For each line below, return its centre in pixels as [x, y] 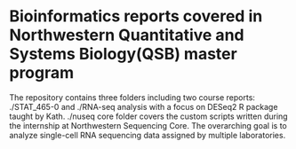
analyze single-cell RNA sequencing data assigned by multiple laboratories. [148, 135]
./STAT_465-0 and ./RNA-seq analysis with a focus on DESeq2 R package [144, 106]
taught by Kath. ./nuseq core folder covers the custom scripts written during [148, 116]
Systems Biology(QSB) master [123, 54]
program [42, 73]
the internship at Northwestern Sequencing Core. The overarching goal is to [148, 125]
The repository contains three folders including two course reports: [132, 97]
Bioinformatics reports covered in [136, 16]
